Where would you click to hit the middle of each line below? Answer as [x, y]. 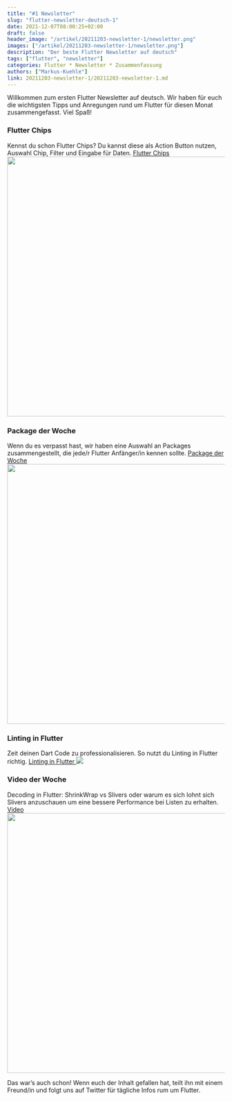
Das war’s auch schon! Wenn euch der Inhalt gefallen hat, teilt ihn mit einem [115, 1082]
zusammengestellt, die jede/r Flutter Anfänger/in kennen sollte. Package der [116, 453]
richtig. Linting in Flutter [41, 761]
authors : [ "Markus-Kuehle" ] [48, 71]
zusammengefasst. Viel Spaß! [49, 112]
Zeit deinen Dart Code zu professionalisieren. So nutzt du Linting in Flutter [113, 753]
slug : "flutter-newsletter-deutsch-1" [63, 20]
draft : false [26, 33]
